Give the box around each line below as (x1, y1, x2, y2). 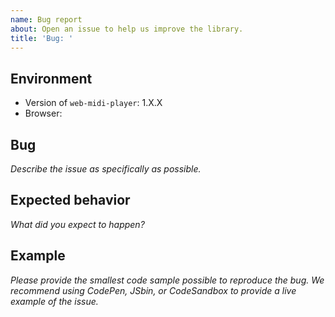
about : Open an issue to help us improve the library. (10, 24, 244, 34)
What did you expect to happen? (10, 218, 145, 230)
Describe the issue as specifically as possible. (10, 163, 202, 175)
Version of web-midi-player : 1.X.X (24, 97, 163, 109)
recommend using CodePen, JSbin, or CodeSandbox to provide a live (10, 284, 297, 296)
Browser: (24, 107, 63, 120)
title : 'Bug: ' (10, 33, 74, 43)
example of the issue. (10, 295, 99, 307)
